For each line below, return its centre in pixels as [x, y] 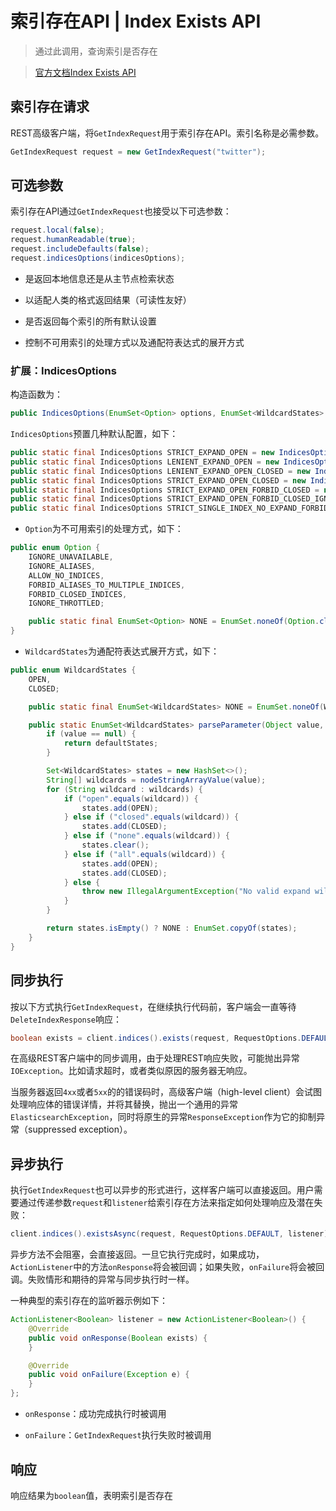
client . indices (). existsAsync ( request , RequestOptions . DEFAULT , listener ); [171, 1234]
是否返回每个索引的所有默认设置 [90, 321]
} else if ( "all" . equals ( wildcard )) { [144, 854]
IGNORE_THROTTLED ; [66, 603]
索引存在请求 [50, 107]
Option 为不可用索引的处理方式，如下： [104, 529]
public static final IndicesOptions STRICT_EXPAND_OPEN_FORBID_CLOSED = [165, 490]
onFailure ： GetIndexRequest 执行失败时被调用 [118, 1435]
